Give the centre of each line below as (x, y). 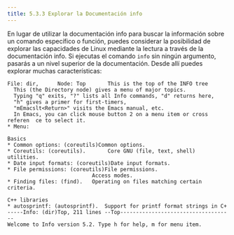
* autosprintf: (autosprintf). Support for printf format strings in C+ (117, 206)
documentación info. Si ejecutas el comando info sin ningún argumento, (112, 56)
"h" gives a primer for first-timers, (70, 102)
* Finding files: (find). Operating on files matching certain (104, 181)
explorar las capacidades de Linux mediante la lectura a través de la (105, 48)
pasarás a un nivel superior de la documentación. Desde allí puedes (105, 63)
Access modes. (112, 176)
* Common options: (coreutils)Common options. (76, 145)
